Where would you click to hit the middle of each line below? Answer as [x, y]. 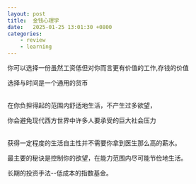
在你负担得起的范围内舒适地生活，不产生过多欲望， [82, 105]
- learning [36, 47]
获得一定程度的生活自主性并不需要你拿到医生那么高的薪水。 [94, 143]
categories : [25, 34]
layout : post [27, 14]
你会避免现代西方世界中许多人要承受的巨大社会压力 [82, 120]
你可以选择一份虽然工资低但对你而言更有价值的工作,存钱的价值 [98, 68]
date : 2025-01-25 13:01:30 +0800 [60, 27]
